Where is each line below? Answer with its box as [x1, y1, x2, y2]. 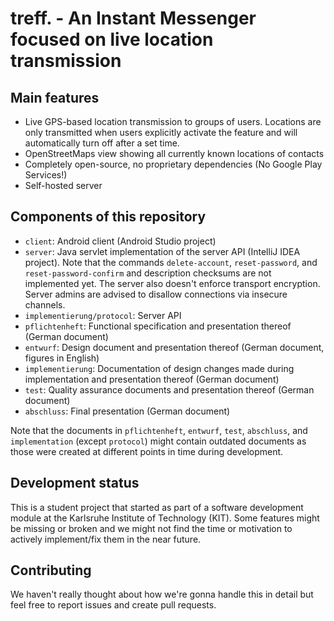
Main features [10, 89, 100, 106]
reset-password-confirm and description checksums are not [24, 267, 272, 279]
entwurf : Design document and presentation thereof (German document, [24, 341, 325, 353]
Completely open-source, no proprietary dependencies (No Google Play [24, 158, 323, 170]
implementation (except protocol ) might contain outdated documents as [10, 435, 307, 447]
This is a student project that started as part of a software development [10, 501, 304, 513]
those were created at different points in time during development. [10, 445, 284, 457]
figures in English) [24, 352, 100, 364]
